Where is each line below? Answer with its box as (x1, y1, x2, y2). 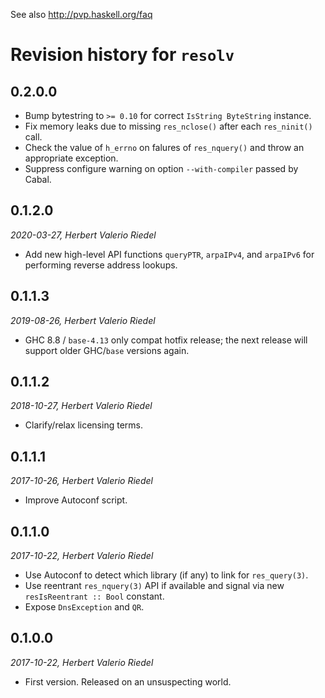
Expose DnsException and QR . (24, 601, 145, 613)
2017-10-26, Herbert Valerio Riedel (10, 475, 153, 487)
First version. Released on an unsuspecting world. (24, 675, 232, 688)
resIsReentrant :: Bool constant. (24, 590, 165, 603)
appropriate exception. (24, 152, 119, 164)
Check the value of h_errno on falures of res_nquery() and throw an (24, 142, 305, 153)
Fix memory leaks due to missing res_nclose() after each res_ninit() (24, 120, 313, 132)
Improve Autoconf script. (24, 494, 128, 506)
